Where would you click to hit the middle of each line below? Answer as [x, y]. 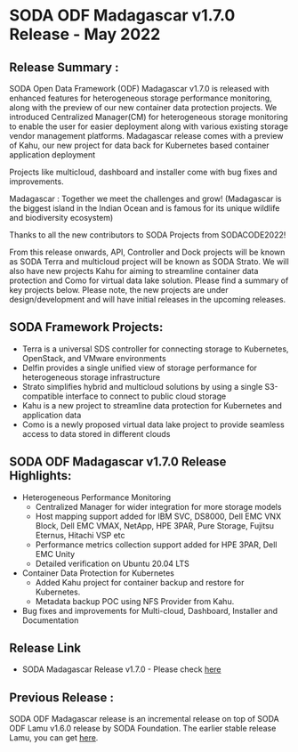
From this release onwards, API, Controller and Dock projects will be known [147, 252]
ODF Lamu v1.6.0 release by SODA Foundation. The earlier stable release [143, 728]
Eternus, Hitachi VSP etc [81, 535]
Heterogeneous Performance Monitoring [97, 497]
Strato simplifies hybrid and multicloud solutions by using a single [142, 386]
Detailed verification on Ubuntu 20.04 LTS [112, 563]
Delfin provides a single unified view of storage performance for [140, 368]
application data [52, 415]
